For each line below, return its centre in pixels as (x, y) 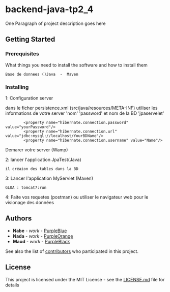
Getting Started (30, 39)
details (12, 285)
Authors (19, 219)
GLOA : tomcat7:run (26, 187)
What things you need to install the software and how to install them (76, 65)
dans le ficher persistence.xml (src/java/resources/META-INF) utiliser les (81, 108)
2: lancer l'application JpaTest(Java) (43, 159)
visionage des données (30, 202)
